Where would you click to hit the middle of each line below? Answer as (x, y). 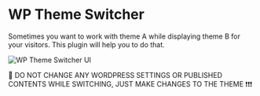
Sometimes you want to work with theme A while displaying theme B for (125, 36)
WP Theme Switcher (77, 15)
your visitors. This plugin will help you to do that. (86, 44)
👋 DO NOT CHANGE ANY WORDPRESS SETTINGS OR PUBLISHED (115, 75)
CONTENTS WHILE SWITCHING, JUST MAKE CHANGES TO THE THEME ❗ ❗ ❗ (130, 83)
